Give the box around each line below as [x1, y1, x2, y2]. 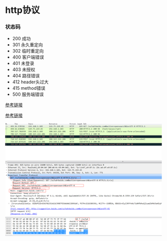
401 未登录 [12, 60, 35, 66]
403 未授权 [12, 66, 36, 72]
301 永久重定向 [12, 42, 43, 48]
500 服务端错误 [12, 91, 44, 97]
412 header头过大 [12, 79, 49, 85]
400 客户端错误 [12, 54, 44, 60]
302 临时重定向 [12, 48, 44, 54]
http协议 [5, 4, 40, 16]
